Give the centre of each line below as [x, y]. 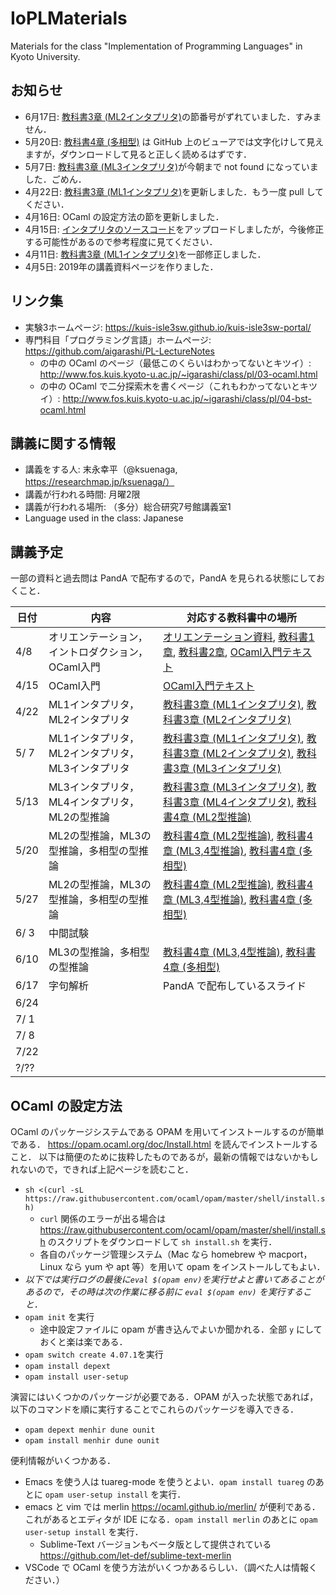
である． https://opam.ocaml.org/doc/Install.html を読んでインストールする [164, 1144]
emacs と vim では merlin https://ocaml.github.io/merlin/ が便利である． [172, 1506]
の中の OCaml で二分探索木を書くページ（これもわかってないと [169, 386]
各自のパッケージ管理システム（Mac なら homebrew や [153, 1254]
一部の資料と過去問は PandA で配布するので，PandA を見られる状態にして [163, 578]
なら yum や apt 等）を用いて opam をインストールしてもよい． [195, 1266]
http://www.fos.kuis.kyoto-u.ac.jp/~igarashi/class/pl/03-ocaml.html [178, 374]
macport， [290, 1254]
